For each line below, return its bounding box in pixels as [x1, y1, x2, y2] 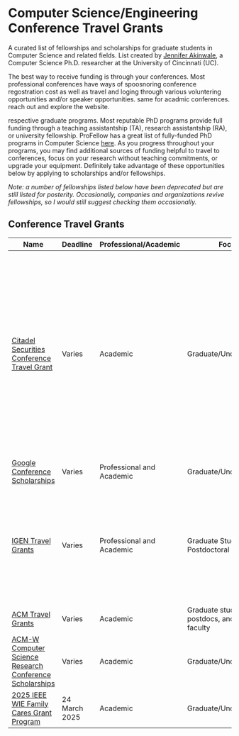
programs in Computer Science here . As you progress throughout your [8, 138, 215, 147]
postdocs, [187, 613, 221, 623]
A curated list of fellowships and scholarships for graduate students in [8, 43, 213, 52]
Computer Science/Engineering [8, 5, 199, 21]
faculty [187, 623, 211, 632]
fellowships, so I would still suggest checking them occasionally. [8, 197, 197, 206]
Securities [11, 344, 45, 354]
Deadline [62, 239, 93, 249]
